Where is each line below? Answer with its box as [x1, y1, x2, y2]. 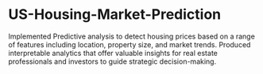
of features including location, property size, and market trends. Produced [8, 39, 251, 49]
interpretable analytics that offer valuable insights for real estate [8, 48, 219, 57]
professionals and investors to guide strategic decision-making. [8, 57, 217, 66]
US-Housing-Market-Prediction [8, 6, 221, 24]
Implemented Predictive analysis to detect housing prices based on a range [8, 31, 256, 41]
